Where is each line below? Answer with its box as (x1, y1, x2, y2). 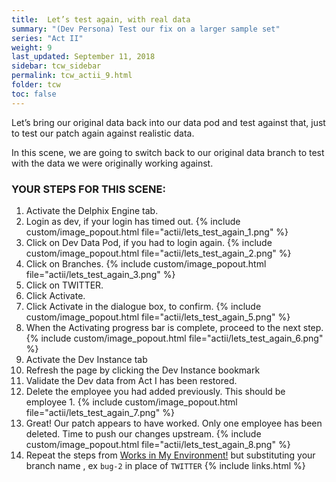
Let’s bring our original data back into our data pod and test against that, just (11, 116, 326, 128)
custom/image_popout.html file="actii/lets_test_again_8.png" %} (25, 438, 291, 450)
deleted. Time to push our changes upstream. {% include (25, 427, 262, 440)
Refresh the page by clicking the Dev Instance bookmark (25, 364, 261, 376)
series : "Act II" (11, 33, 84, 43)
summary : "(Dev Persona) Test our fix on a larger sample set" (11, 24, 281, 34)
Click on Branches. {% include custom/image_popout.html (25, 257, 267, 270)
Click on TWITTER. (25, 279, 104, 291)
